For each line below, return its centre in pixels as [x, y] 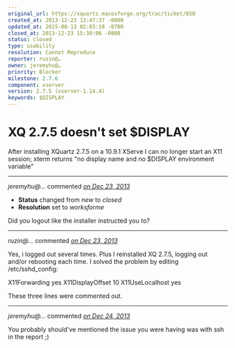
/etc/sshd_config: [33, 269]
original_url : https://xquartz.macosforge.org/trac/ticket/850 [102, 14]
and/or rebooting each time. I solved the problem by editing [93, 261]
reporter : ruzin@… [35, 59]
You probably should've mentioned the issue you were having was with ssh [116, 329]
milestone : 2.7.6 [33, 78]
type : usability [31, 46]
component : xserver [36, 85]
